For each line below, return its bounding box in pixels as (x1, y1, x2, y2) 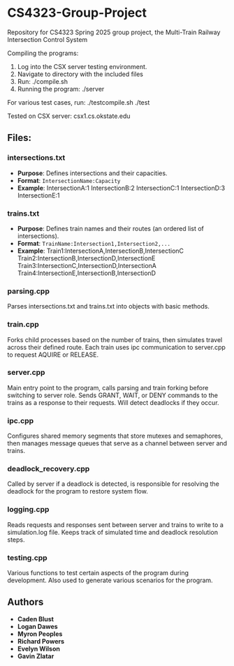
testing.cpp (7, 553, 47, 563)
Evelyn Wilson (17, 644, 61, 653)
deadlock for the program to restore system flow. (7, 487, 148, 496)
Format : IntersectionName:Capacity (17, 176, 121, 184)
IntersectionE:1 (17, 191, 61, 200)
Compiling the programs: (7, 49, 79, 57)
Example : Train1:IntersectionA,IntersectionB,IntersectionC (17, 246, 184, 255)
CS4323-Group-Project (7, 5, 147, 21)
